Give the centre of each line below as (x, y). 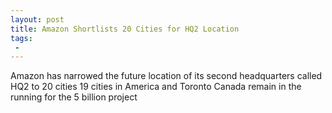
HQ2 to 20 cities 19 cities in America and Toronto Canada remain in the (156, 87)
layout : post (37, 19)
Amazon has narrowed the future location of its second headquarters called (166, 76)
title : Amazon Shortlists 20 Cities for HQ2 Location (125, 29)
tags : (21, 38)
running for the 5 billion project (74, 97)
